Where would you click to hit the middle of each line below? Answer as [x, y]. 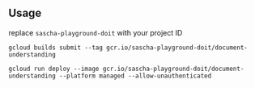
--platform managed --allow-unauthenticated [136, 76]
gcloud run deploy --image [54, 69]
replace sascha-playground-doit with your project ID [96, 32]
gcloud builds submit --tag [56, 48]
